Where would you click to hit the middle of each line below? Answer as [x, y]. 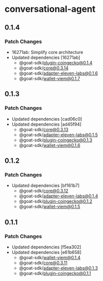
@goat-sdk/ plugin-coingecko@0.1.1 [55, 273]
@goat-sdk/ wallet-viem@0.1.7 [50, 78]
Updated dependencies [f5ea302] [46, 247]
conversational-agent [50, 9]
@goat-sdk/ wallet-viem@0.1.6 [50, 145]
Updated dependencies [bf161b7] [46, 186]
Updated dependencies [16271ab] [46, 57]
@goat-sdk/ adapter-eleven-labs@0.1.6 [58, 73]
